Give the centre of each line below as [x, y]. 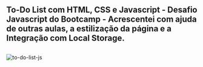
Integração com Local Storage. [66, 38]
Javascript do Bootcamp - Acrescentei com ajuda [101, 20]
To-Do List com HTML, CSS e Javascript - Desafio [102, 10]
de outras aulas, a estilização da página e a [89, 29]
